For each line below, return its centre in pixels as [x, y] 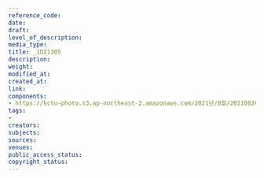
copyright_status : [38, 162]
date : [17, 23]
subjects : [24, 132]
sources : [22, 140]
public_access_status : [45, 154]
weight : [21, 67]
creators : [24, 125]
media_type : [27, 45]
